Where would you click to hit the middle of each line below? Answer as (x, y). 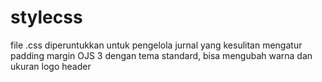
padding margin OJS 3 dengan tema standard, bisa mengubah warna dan (161, 55)
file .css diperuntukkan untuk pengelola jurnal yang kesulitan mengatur (156, 45)
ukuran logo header (51, 66)
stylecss (46, 17)
